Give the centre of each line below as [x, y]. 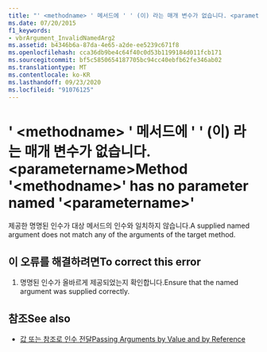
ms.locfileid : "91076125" [51, 90]
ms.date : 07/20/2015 [43, 23]
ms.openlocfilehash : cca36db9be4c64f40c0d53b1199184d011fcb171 [115, 53]
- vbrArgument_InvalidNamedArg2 [62, 38]
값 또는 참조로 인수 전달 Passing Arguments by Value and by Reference [133, 338]
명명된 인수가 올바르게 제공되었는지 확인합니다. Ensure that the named [129, 283]
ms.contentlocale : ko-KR [49, 75]
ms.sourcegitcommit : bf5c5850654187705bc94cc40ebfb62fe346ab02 [115, 61]
